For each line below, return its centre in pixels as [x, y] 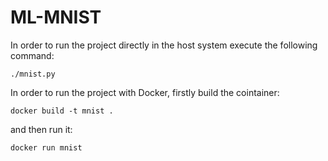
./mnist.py [33, 74]
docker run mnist [46, 147]
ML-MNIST [56, 17]
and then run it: [41, 129]
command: [32, 55]
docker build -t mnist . [62, 111]
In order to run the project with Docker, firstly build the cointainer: [145, 92]
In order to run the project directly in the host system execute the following [164, 45]
